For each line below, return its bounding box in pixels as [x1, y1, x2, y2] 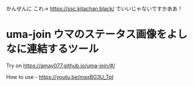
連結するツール [26, 43, 99, 56]
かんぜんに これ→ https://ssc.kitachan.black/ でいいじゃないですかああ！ [6, 5, 183, 12]
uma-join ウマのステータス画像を [6, 28, 167, 41]
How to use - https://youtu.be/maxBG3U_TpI [6, 73, 114, 80]
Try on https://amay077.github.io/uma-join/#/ [6, 62, 116, 69]
